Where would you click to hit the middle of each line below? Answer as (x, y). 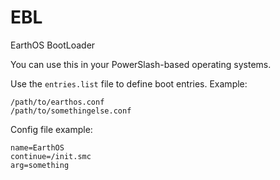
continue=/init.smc (51, 156)
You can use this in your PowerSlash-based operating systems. (141, 64)
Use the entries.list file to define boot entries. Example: (129, 83)
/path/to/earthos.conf (57, 102)
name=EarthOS (37, 147)
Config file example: (51, 129)
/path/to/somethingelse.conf (71, 111)
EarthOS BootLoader (53, 45)
